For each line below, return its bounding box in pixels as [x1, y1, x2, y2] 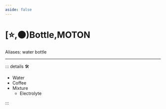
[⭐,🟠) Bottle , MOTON [5, 29, 90, 40]
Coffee [12, 80, 27, 86]
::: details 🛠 [5, 63, 30, 69]
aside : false [5, 7, 32, 12]
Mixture [12, 85, 28, 91]
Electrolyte [19, 90, 42, 96]
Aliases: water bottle [5, 49, 47, 54]
